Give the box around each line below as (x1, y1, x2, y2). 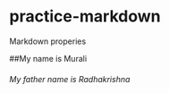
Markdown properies (9, 36, 87, 46)
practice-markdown (9, 6, 161, 27)
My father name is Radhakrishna (9, 73, 131, 84)
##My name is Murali (9, 53, 88, 63)
